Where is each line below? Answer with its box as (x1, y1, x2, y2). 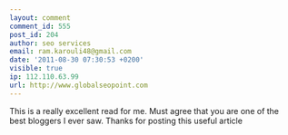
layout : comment (9, 13, 71, 23)
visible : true (9, 64, 64, 73)
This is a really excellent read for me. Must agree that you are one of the (9, 105, 280, 116)
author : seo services (9, 38, 92, 48)
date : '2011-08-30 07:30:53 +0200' (9, 55, 144, 64)
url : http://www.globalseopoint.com (9, 81, 148, 90)
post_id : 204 (9, 30, 59, 39)
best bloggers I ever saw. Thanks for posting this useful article (9, 115, 243, 126)
